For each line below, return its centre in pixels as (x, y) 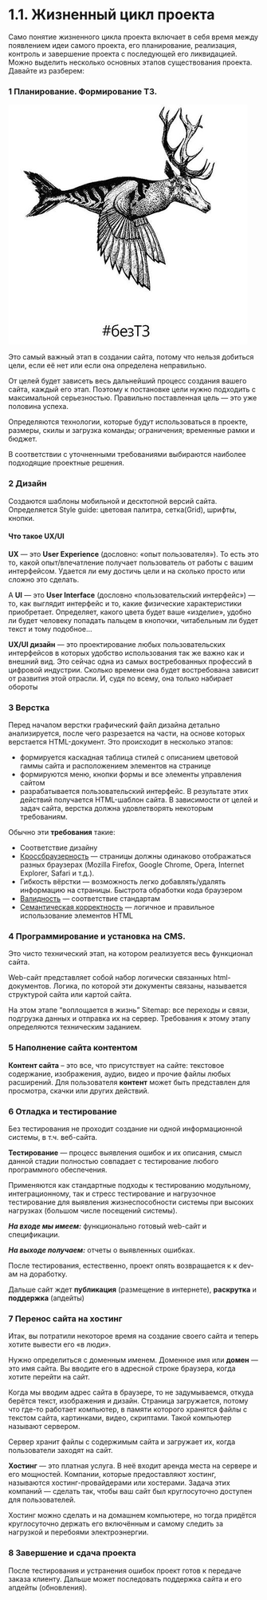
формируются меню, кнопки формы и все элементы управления (130, 774)
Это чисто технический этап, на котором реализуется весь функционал (131, 954)
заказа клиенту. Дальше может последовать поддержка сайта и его (125, 1578)
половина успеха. (39, 407)
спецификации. (34, 1234)
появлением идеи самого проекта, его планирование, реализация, (123, 45)
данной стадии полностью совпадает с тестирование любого (114, 1161)
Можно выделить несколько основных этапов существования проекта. (130, 62)
